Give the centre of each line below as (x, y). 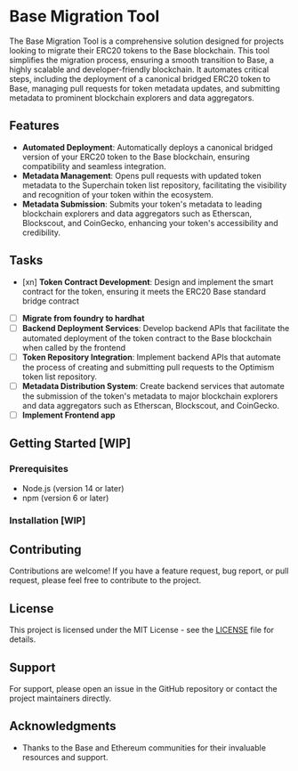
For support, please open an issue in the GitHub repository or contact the (143, 688)
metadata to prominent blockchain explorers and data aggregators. (132, 97)
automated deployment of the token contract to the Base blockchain (147, 338)
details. (23, 639)
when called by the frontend (74, 347)
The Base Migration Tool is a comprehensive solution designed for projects (147, 41)
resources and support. (65, 757)
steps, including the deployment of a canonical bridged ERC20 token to (140, 78)
